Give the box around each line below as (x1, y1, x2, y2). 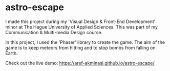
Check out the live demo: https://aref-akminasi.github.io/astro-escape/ (5, 60, 155, 66)
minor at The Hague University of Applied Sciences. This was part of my (5, 23, 158, 30)
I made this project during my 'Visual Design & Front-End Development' (5, 18, 156, 25)
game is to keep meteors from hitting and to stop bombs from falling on (5, 44, 156, 51)
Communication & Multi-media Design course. (5, 29, 103, 35)
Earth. (5, 50, 18, 56)
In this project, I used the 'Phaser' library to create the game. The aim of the (5, 39, 165, 45)
